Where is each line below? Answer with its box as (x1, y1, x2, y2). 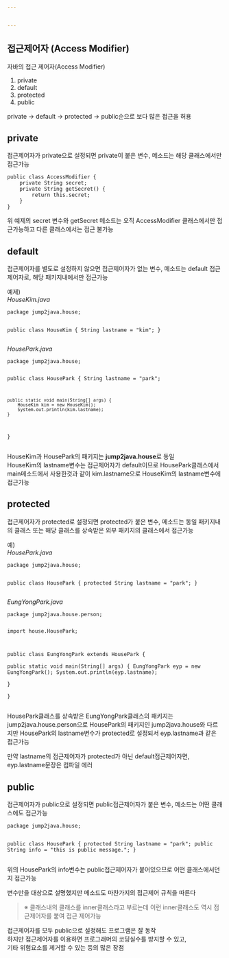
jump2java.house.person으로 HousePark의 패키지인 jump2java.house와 (7, 721, 206, 729)
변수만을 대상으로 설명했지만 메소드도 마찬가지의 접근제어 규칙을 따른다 (7, 889, 196, 897)
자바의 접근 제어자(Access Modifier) (7, 62, 106, 71)
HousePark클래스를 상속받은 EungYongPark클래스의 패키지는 (7, 712, 173, 721)
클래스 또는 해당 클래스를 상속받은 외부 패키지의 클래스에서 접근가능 (14, 526, 194, 534)
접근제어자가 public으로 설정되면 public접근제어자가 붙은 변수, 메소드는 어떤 (7, 800, 210, 808)
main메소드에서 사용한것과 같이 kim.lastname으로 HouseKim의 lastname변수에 (7, 469, 221, 478)
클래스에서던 (186, 865, 221, 874)
